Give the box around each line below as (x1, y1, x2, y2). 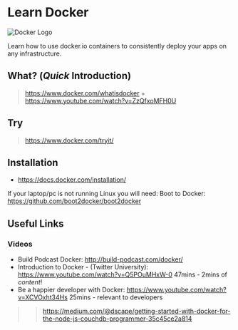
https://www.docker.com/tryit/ (24, 136, 114, 145)
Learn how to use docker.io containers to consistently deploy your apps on (7, 41, 227, 50)
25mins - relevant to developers (68, 293, 163, 301)
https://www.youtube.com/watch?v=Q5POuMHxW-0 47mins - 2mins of (17, 270, 228, 279)
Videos (7, 239, 33, 249)
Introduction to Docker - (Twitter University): (17, 263, 148, 272)
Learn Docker (7, 4, 89, 21)
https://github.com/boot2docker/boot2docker (7, 197, 142, 205)
